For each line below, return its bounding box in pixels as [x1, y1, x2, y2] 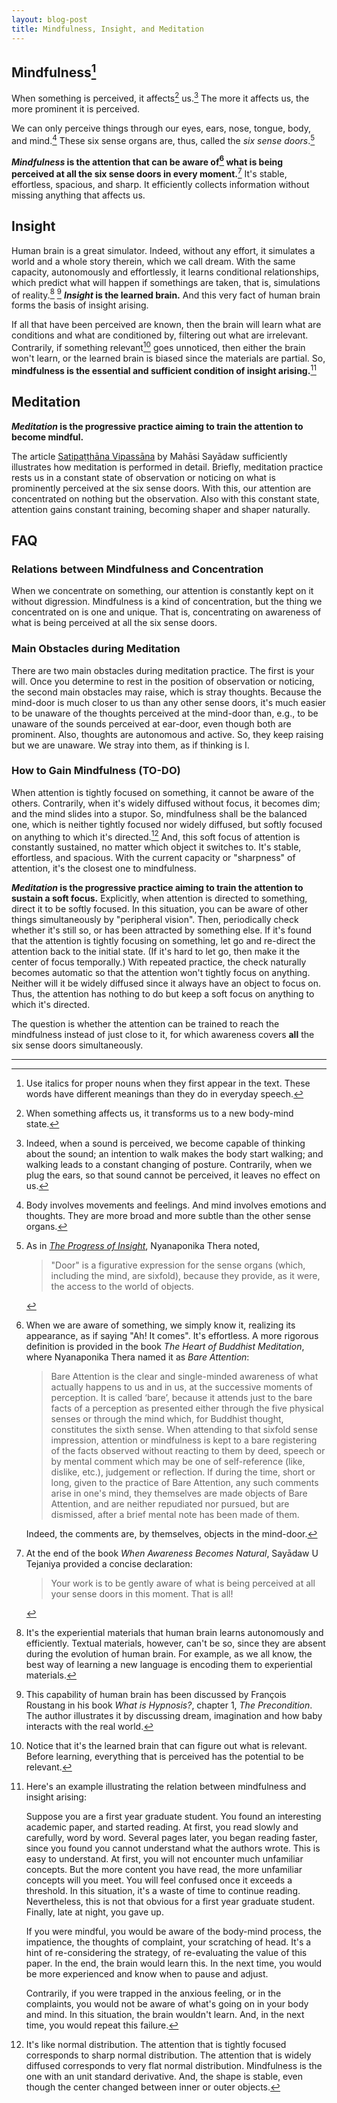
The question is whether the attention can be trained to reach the [11, 1018, 280, 1030]
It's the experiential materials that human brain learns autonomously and [25, 1627, 324, 1639]
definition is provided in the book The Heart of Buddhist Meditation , [25, 1341, 305, 1353]
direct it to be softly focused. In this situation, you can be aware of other [11, 903, 309, 915]
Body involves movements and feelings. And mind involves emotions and [25, 1199, 327, 1211]
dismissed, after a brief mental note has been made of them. [50, 1509, 300, 1521]
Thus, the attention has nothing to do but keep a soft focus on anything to [11, 988, 315, 1000]
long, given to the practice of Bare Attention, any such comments [50, 1477, 319, 1489]
